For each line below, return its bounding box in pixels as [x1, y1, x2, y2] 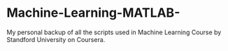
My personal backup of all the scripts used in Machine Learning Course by [6, 28, 222, 36]
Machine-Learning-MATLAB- [6, 5, 180, 21]
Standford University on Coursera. [6, 35, 106, 43]
